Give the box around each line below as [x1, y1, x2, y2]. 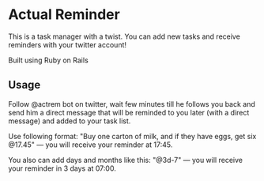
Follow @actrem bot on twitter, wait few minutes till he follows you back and [8, 99, 255, 108]
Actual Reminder [8, 6, 120, 24]
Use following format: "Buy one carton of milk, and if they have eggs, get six [8, 131, 257, 141]
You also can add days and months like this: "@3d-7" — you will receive [8, 155, 243, 164]
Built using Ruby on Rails [8, 55, 89, 65]
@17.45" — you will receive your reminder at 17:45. [8, 140, 173, 149]
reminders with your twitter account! [8, 40, 127, 49]
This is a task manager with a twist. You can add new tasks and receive [8, 32, 241, 41]
